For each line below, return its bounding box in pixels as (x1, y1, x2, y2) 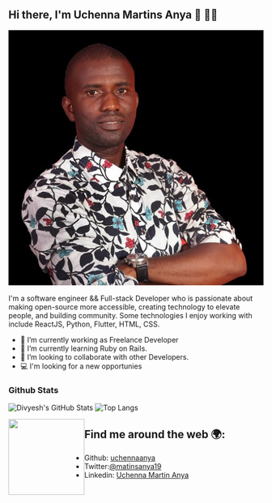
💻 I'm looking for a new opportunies (19, 361, 142, 371)
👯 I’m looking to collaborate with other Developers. (19, 352, 189, 361)
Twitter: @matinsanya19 (84, 461, 162, 471)
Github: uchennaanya (84, 453, 156, 463)
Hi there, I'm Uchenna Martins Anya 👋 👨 (8, 8, 219, 22)
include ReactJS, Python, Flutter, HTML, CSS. (8, 319, 160, 329)
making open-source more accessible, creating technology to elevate (8, 301, 240, 312)
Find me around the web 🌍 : (84, 427, 226, 441)
